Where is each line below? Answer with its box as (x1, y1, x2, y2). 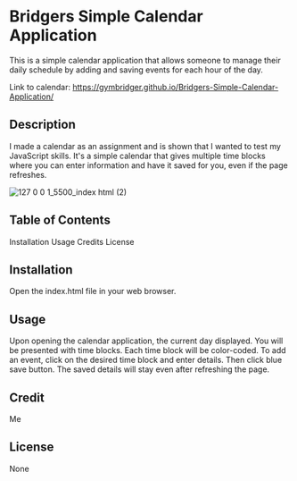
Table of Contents (9, 213, 111, 228)
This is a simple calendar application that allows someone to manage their (9, 55, 281, 65)
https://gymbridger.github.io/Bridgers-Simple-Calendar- (72, 81, 279, 92)
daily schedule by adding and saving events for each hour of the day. (9, 64, 263, 75)
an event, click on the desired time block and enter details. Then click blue (9, 355, 283, 366)
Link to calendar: (9, 81, 71, 92)
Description (9, 117, 76, 132)
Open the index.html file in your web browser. (9, 286, 177, 297)
